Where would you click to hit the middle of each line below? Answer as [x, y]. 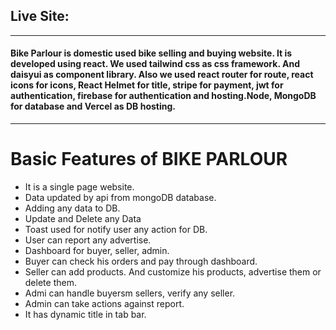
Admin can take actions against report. [104, 303]
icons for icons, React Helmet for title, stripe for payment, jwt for [147, 85]
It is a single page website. [79, 186]
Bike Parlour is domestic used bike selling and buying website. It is [151, 53]
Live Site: [40, 16]
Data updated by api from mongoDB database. [120, 197]
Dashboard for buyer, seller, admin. [97, 250]
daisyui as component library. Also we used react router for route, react [162, 75]
